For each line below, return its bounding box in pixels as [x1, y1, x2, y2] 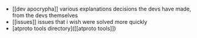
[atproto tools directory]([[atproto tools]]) [12, 25, 116, 32]
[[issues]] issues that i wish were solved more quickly [12, 18, 148, 25]
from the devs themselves [12, 12, 78, 19]
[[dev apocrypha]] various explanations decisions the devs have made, [12, 6, 191, 12]
